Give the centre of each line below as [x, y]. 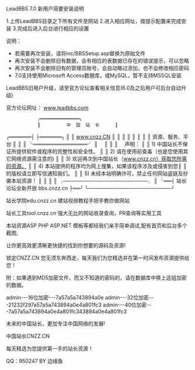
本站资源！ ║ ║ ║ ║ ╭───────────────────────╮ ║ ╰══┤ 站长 [99, 181]
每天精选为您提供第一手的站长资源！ [50, 349]
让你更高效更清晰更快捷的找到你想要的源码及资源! [66, 245]
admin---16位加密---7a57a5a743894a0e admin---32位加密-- [80, 297]
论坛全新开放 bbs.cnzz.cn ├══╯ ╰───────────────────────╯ [90, 188]
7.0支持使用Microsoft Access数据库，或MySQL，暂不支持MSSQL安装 [98, 75]
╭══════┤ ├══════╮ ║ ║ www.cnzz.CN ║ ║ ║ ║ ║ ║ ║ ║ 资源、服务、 [95, 137]
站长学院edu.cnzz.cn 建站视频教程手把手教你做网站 [68, 201]
